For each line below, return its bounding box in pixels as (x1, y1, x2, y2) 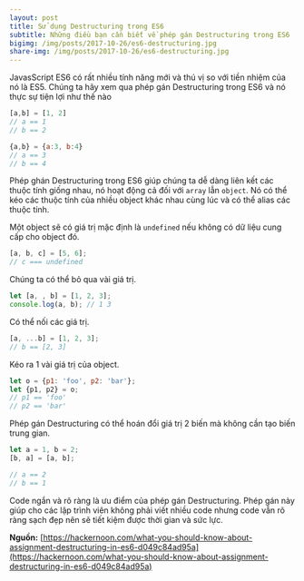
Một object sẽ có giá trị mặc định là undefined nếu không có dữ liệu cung (9, 222, 282, 232)
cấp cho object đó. (9, 231, 80, 242)
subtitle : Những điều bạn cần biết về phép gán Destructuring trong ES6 (9, 30, 290, 39)
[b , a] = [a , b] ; (9, 454, 75, 463)
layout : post (9, 13, 59, 23)
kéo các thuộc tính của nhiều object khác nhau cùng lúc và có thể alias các (9, 194, 290, 205)
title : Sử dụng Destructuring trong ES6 (9, 22, 165, 31)
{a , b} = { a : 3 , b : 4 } (9, 142, 83, 151)
